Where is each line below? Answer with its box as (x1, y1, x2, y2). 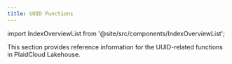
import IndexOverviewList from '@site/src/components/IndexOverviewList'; (7, 29, 226, 38)
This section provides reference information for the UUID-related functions (7, 42, 223, 51)
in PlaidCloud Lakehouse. (7, 50, 81, 58)
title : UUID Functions (7, 10, 74, 17)
